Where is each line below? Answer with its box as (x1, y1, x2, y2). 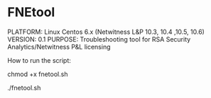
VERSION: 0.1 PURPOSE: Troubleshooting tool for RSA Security (7, 35, 191, 43)
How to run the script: (7, 56, 71, 64)
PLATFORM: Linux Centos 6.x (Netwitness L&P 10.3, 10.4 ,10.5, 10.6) (7, 27, 205, 36)
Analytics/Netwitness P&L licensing (7, 42, 111, 51)
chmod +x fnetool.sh (7, 70, 68, 78)
